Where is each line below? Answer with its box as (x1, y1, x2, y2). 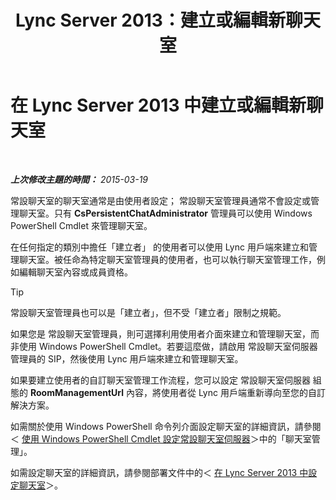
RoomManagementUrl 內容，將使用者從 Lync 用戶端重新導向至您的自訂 (29, 386, 326, 398)
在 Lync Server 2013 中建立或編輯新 (10, 94, 307, 117)
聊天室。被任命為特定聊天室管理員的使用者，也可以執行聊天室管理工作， (18, 253, 317, 265)
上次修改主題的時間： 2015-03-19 (10, 173, 149, 185)
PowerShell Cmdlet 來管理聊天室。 (10, 219, 153, 231)
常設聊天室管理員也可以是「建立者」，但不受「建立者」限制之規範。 (10, 306, 287, 318)
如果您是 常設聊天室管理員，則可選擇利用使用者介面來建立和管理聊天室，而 (10, 327, 320, 340)
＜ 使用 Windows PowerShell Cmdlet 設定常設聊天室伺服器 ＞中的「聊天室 (10, 432, 312, 445)
